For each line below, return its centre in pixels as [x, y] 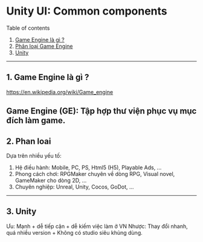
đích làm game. [36, 120]
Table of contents [28, 28]
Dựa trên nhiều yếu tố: [34, 155]
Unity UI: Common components [87, 11]
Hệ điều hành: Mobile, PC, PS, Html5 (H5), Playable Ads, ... [88, 167]
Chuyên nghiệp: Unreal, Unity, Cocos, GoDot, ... [74, 187]
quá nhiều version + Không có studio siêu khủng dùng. [75, 232]
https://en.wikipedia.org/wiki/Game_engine [60, 92]
